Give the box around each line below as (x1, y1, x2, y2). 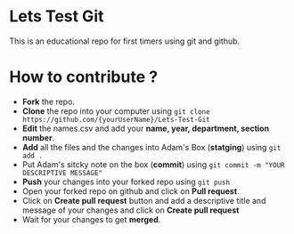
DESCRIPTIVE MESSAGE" (21, 168, 102, 177)
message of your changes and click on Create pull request (21, 205, 240, 215)
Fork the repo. (21, 96, 76, 107)
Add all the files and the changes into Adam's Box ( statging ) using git (21, 141, 282, 152)
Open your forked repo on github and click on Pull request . (21, 185, 240, 197)
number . (21, 132, 55, 143)
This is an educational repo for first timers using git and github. (9, 36, 241, 46)
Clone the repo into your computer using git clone (21, 105, 211, 117)
